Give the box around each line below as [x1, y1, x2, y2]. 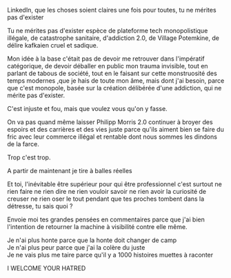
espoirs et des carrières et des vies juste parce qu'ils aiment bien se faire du [7, 126, 224, 133]
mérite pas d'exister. [7, 91, 66, 99]
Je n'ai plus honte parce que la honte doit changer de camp [7, 236, 177, 244]
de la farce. [7, 140, 39, 148]
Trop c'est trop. [7, 153, 51, 161]
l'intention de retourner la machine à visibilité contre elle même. [7, 223, 188, 230]
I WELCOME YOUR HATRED [7, 264, 86, 272]
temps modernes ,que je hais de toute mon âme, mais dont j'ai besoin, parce [7, 77, 225, 85]
